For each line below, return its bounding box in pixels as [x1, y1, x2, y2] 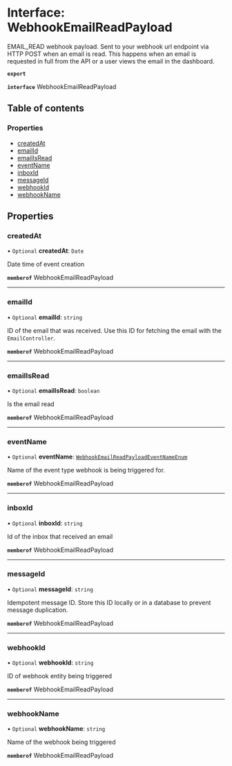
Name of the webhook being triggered [7, 738, 116, 747]
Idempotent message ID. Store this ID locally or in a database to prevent [7, 598, 211, 606]
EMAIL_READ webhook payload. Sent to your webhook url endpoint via [7, 42, 209, 50]
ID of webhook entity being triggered [7, 672, 113, 680]
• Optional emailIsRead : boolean [7, 386, 100, 394]
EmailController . [7, 334, 56, 342]
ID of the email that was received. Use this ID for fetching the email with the [7, 326, 222, 334]
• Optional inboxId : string [7, 519, 83, 527]
